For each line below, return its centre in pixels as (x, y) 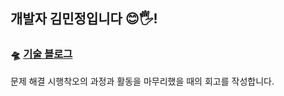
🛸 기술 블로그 (41, 54)
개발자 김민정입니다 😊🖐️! (84, 19)
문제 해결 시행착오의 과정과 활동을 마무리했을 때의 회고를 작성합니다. (142, 81)
